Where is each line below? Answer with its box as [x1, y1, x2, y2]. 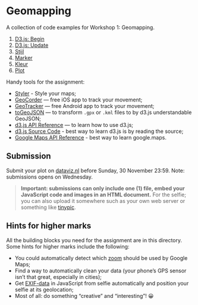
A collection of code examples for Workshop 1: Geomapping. [6, 24, 155, 31]
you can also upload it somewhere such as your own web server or [20, 197, 186, 204]
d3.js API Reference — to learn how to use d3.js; [14, 121, 134, 128]
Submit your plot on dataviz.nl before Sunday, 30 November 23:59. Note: [6, 167, 185, 174]
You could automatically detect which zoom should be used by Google [14, 254, 188, 262]
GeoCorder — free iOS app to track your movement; [14, 96, 143, 103]
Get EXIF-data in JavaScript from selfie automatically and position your [14, 279, 189, 287]
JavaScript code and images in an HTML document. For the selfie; [20, 191, 186, 198]
